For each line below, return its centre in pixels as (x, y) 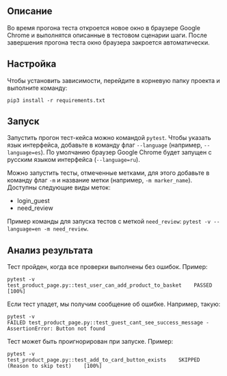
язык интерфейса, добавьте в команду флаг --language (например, (105, 145)
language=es (24, 153)
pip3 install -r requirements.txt (56, 100)
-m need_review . (66, 228)
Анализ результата (50, 250)
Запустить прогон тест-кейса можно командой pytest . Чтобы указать (109, 138)
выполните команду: (37, 88)
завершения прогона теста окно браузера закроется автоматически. (108, 42)
